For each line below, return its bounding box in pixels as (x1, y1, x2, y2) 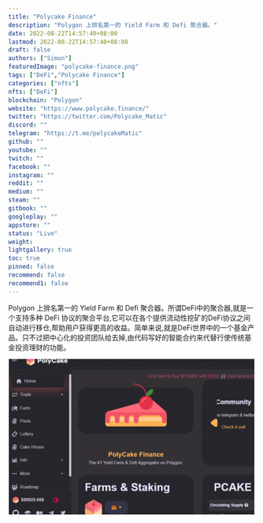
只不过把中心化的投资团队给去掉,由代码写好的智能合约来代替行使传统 (21, 333, 246, 342)
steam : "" (8, 196, 41, 205)
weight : (8, 238, 34, 246)
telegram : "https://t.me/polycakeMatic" (8, 130, 143, 137)
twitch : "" (8, 154, 44, 162)
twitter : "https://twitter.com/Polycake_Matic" (8, 113, 168, 121)
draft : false (8, 46, 51, 55)
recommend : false (8, 271, 65, 279)
